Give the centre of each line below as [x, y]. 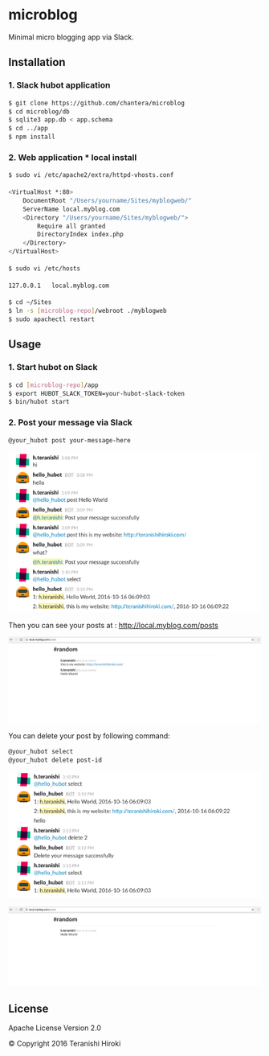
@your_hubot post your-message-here [69, 440]
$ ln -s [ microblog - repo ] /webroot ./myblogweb [88, 311]
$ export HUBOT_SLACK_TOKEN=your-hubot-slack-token [96, 393]
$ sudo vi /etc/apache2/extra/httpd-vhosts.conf [91, 175]
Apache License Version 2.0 [55, 1028]
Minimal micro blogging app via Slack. [71, 37]
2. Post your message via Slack [70, 422]
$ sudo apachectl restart [51, 319]
